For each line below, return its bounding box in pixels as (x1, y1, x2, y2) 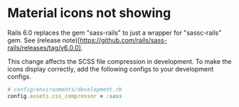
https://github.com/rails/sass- (79, 35, 167, 44)
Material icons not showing (7, 5, 171, 21)
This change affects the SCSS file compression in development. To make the (7, 57, 232, 65)
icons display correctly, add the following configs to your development (7, 64, 214, 73)
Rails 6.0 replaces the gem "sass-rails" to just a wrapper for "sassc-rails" (7, 28, 222, 37)
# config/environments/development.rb (7, 86, 122, 93)
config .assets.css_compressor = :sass (7, 92, 122, 100)
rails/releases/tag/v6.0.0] (7, 43, 82, 52)
